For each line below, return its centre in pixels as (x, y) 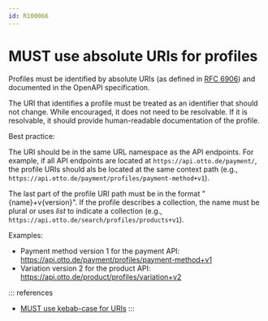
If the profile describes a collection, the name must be (169, 202)
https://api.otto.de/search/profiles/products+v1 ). (96, 219)
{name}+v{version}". (43, 202)
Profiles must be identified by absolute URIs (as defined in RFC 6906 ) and (132, 79)
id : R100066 (28, 16)
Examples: (26, 235)
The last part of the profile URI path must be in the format (104, 193)
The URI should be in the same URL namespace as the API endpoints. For (131, 152)
